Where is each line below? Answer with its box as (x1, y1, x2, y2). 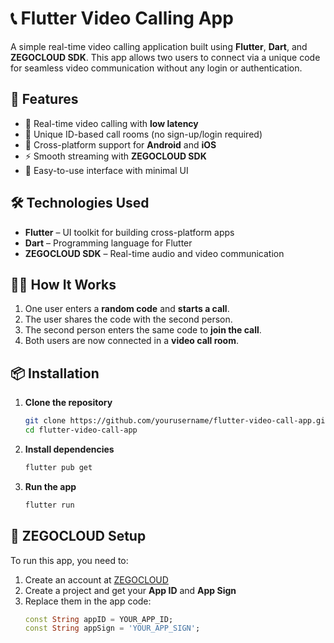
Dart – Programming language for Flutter (24, 237, 193, 249)
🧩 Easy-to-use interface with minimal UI (24, 164, 189, 176)
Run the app (24, 480, 77, 492)
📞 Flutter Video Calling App (10, 7, 234, 30)
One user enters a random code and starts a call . (24, 303, 230, 315)
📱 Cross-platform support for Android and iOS (24, 138, 217, 151)
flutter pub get (24, 462, 93, 472)
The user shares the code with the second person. (24, 313, 233, 326)
